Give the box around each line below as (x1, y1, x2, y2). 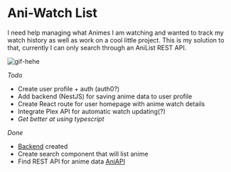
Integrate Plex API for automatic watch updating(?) (17, 107, 166, 115)
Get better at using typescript (17, 115, 104, 123)
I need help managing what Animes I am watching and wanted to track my (7, 28, 224, 37)
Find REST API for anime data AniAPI (17, 157, 126, 166)
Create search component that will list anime (17, 149, 149, 158)
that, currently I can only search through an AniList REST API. (7, 43, 187, 52)
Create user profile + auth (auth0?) (17, 84, 120, 93)
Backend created (17, 142, 68, 150)
